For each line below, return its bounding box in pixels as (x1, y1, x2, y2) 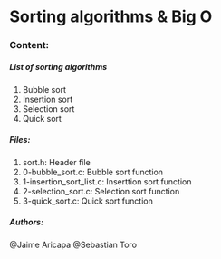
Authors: (9, 216, 43, 227)
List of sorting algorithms (9, 61, 108, 72)
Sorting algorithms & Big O (9, 6, 213, 27)
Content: (9, 39, 50, 52)
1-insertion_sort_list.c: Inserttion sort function (22, 176, 192, 187)
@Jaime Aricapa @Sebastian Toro (9, 239, 138, 251)
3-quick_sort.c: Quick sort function (22, 195, 154, 206)
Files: (9, 134, 31, 144)
